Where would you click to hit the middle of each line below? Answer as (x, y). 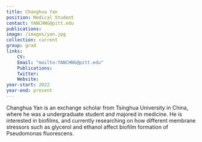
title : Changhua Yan (32, 12)
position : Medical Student (40, 18)
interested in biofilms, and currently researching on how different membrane (101, 120)
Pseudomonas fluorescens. (40, 133)
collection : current (32, 40)
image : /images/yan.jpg (36, 34)
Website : (28, 79)
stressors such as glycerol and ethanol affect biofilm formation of (87, 127)
